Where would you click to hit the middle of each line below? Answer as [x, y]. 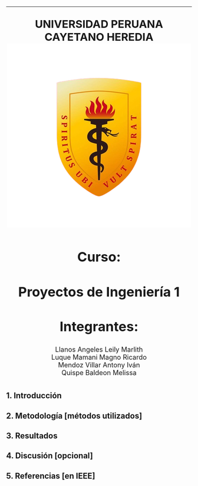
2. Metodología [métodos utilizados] [74, 416]
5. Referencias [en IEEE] [51, 476]
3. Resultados [32, 436]
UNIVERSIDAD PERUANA [99, 24]
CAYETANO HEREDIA [99, 37]
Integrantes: [99, 326]
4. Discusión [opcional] [49, 456]
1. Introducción [34, 396]
